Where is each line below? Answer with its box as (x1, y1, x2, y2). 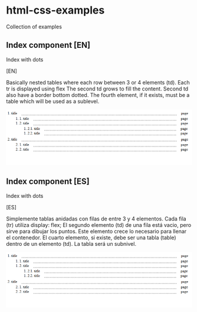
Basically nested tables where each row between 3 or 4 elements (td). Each (6, 79, 190, 86)
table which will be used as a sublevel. (6, 97, 100, 105)
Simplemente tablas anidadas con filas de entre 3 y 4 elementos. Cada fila (6, 215, 187, 222)
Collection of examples (6, 23, 62, 30)
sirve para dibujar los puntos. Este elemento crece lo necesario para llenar (6, 227, 187, 235)
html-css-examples (6, 4, 105, 17)
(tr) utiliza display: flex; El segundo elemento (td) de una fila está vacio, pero (6, 221, 192, 228)
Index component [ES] (6, 177, 90, 187)
